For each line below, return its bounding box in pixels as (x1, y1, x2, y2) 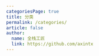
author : (6, 30, 25, 36)
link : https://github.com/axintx (11, 41, 94, 47)
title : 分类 (6, 14, 34, 20)
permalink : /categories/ (6, 19, 67, 25)
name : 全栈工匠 (11, 36, 45, 41)
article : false (6, 24, 44, 31)
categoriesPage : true (6, 8, 60, 15)
